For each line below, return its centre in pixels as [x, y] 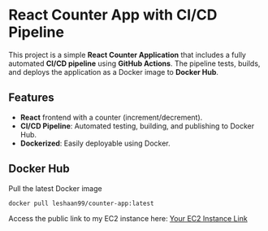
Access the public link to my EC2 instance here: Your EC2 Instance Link [128, 219]
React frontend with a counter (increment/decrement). [111, 117]
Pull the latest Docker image [56, 188]
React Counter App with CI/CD [113, 15]
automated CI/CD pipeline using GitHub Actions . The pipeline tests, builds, [134, 63]
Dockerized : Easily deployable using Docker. [95, 143]
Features [31, 98]
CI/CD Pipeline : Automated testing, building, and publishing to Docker [137, 126]
